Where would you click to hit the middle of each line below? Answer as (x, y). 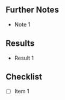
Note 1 (22, 24)
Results (20, 44)
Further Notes (32, 10)
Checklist (24, 77)
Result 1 (24, 58)
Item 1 (22, 91)
